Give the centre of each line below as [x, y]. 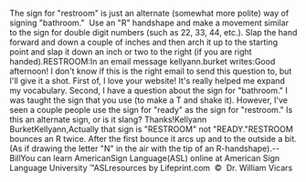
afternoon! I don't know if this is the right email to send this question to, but [151, 71]
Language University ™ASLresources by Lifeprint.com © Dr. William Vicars [151, 168]
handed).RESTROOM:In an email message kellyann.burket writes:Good [142, 61]
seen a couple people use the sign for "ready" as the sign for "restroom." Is [151, 110]
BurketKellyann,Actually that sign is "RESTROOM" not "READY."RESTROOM [152, 129]
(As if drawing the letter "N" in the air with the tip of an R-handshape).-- [145, 148]
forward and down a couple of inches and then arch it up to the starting [144, 42]
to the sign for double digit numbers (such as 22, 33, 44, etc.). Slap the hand [153, 32]
